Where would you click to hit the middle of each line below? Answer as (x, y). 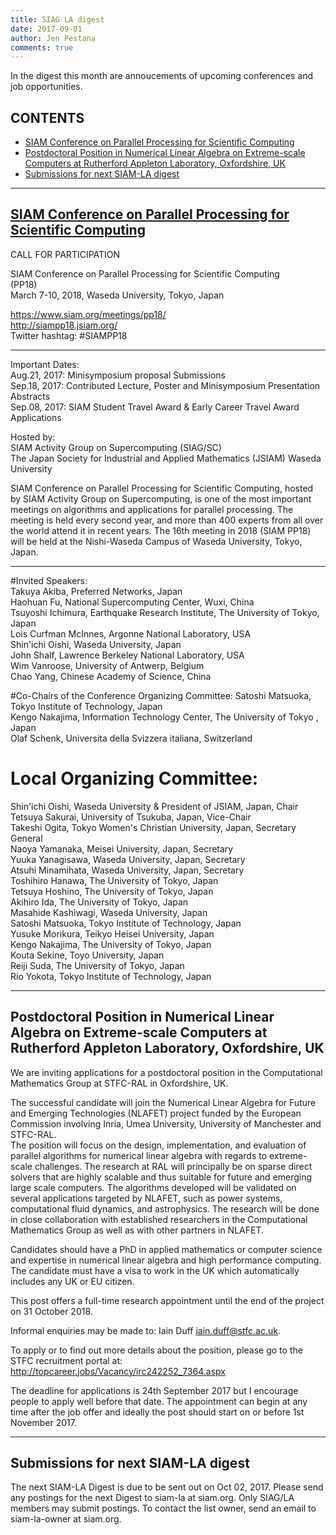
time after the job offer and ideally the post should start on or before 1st (157, 1412)
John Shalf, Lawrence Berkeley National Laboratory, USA (127, 655)
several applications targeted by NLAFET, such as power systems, (146, 1198)
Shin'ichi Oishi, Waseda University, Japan (96, 644)
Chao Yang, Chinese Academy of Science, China (111, 676)
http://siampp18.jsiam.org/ (64, 325)
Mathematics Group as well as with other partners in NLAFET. (137, 1230)
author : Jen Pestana (53, 38)
